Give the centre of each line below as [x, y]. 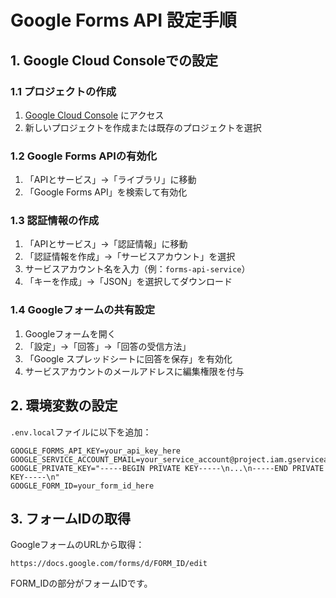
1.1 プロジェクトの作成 [63, 91]
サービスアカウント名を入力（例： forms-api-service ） [137, 269]
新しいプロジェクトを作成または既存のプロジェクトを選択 [143, 127]
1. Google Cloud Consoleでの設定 [114, 60]
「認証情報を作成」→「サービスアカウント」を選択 [130, 257]
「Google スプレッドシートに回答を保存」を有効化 [128, 358]
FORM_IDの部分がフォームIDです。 [81, 583]
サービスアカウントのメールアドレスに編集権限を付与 [134, 371]
